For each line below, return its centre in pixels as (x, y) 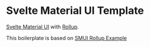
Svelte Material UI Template (75, 11)
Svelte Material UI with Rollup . (43, 27)
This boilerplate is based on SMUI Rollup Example (66, 38)
